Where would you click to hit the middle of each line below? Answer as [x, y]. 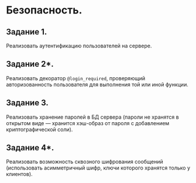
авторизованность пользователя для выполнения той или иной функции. [97, 84]
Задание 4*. [30, 148]
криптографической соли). [39, 129]
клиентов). [20, 174]
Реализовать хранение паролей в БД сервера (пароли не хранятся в [93, 117]
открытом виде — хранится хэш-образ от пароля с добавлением [88, 123]
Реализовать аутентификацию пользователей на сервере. [79, 46]
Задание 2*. [30, 64]
